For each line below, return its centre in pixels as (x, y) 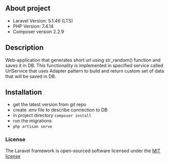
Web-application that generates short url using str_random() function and (83, 60)
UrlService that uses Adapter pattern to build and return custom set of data (85, 71)
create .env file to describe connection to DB (60, 110)
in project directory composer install (52, 115)
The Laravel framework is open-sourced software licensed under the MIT (83, 151)
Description (24, 48)
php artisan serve (32, 127)
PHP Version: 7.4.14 (33, 26)
